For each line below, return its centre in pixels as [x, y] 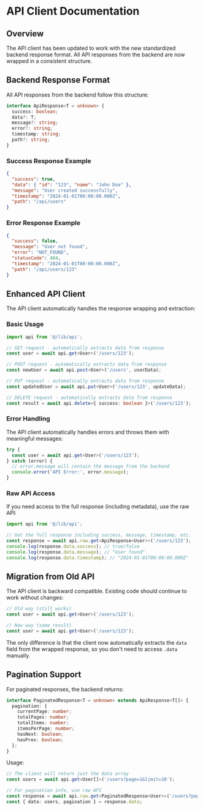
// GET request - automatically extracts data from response [85, 348]
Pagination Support [44, 675]
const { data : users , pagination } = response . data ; [74, 802]
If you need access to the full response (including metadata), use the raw [98, 507]
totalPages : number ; [43, 718]
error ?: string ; [32, 129]
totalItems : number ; [43, 723]
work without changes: [35, 598]
